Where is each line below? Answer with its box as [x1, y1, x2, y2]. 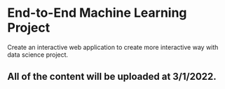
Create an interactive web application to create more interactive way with [7, 43, 219, 51]
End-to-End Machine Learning [7, 5, 187, 21]
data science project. [7, 50, 69, 59]
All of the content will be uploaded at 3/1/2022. [7, 71, 217, 83]
